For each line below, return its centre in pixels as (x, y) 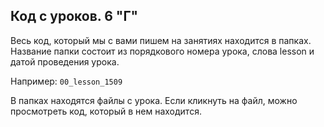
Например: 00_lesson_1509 (66, 81)
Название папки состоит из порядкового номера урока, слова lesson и (162, 51)
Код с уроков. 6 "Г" (74, 16)
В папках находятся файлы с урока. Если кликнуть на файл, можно (154, 100)
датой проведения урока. (65, 61)
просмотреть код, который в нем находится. (106, 111)
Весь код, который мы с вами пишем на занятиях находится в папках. (161, 40)
